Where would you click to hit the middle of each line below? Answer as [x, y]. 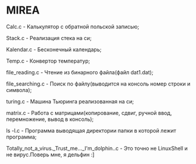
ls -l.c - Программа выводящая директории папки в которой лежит [91, 130]
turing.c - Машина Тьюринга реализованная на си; [70, 101]
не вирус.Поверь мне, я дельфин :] [50, 155]
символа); [19, 90]
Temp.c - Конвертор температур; [48, 61]
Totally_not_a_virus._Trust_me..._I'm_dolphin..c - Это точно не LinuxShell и [97, 148]
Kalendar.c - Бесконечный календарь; [54, 49]
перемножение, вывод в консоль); [50, 119]
